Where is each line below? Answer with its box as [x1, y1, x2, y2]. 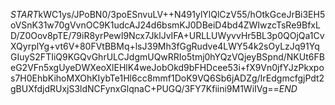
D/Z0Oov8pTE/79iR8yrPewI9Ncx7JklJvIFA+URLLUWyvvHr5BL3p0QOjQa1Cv [10, 30, 325, 41]
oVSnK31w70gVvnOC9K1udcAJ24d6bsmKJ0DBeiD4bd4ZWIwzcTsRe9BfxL [10, 19, 321, 31]
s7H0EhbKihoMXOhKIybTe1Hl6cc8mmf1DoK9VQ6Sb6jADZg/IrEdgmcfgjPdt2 [10, 72, 325, 84]
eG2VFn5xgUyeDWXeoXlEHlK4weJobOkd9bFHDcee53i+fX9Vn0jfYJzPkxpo [10, 62, 325, 73]
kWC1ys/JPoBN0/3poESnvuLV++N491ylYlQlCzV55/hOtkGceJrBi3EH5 [38, 9, 326, 20]
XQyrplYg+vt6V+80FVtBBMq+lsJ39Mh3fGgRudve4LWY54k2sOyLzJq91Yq [10, 40, 320, 52]
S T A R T [10, 9, 39, 20]
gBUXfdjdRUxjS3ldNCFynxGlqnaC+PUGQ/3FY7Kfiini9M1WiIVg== [10, 83, 280, 94]
